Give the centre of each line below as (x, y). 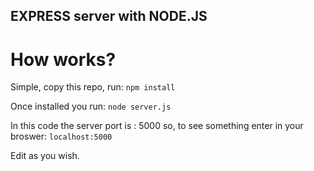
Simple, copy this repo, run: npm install (93, 87)
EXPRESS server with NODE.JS (109, 16)
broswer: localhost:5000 (61, 136)
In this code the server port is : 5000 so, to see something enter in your (157, 126)
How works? (63, 59)
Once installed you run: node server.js (91, 106)
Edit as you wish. (45, 156)
